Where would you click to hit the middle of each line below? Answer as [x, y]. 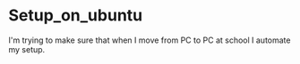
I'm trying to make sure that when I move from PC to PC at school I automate [150, 40]
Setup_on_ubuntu [76, 16]
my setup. [27, 49]
